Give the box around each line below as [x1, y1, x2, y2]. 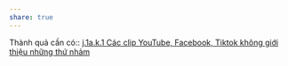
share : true [9, 12, 53, 22]
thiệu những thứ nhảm [9, 46, 91, 57]
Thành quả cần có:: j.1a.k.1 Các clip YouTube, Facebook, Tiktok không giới [9, 37, 278, 48]
